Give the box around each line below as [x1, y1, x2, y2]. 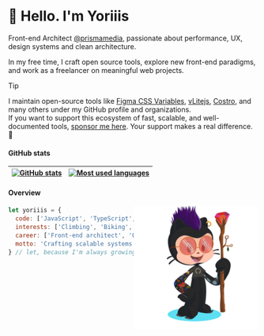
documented [8, 121, 50, 131]
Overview [8, 188, 41, 197]
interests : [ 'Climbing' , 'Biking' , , [15, 223, 200, 231]
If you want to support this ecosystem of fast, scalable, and [8, 113, 202, 122]
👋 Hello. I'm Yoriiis [8, 7, 130, 25]
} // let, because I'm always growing [8, 248, 136, 256]
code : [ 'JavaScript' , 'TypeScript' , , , [15, 215, 211, 223]
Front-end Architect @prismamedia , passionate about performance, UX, [8, 33, 243, 43]
